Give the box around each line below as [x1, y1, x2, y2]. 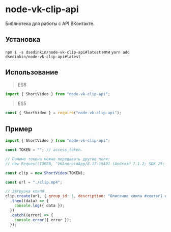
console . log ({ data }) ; [14, 203, 65, 208]
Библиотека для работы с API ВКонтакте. [5, 20, 95, 27]
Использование [5, 68, 59, 77]
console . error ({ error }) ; [14, 217, 72, 222]
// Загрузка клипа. [5, 189, 47, 194]
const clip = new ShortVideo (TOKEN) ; [5, 170, 85, 175]
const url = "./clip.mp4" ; [5, 179, 63, 185]
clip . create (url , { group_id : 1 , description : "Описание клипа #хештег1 [5, 194, 163, 199]
